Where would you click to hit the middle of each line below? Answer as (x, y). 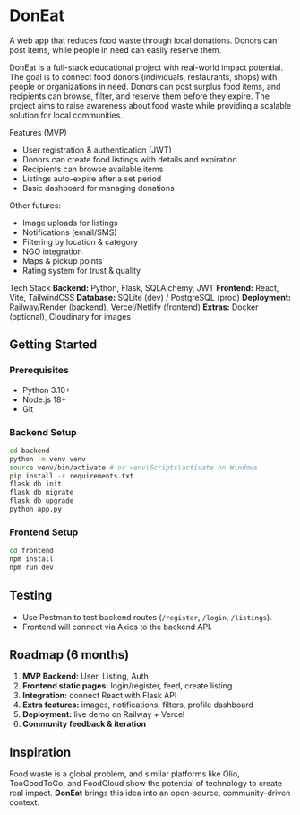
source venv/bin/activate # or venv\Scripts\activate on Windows (133, 468)
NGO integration (52, 251)
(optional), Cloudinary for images (70, 316)
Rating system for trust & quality (81, 270)
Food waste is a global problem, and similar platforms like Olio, (124, 774)
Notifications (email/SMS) (70, 232)
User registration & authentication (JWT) (97, 150)
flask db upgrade (42, 501)
